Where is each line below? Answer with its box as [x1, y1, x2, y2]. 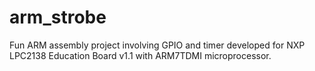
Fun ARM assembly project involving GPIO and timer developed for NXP [9, 39, 306, 51]
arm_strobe [9, 6, 107, 29]
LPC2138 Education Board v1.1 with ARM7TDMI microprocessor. [9, 49, 272, 61]
